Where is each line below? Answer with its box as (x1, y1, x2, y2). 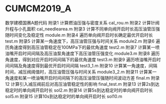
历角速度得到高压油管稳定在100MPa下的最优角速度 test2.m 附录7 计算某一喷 (5, 44, 160, 50)
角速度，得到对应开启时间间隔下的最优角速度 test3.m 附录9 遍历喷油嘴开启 (5, 56, 157, 62)
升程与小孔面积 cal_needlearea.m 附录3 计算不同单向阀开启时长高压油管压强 (5, 26, 160, 32)
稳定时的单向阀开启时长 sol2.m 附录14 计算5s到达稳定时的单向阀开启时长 (5, 87, 153, 93)
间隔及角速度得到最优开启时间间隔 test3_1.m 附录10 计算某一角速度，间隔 (9, 62, 158, 69)
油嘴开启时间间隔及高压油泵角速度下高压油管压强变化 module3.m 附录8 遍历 (5, 50, 160, 56)
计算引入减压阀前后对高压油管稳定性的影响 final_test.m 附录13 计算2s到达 (10, 81, 160, 87)
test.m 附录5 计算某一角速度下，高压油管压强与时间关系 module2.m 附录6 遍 (5, 38, 161, 44)
